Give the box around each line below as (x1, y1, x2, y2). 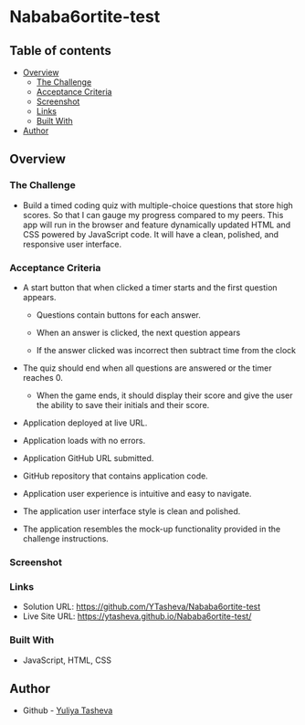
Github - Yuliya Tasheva (22, 705, 113, 716)
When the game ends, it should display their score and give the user (36, 390, 294, 401)
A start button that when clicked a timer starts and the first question (22, 281, 278, 293)
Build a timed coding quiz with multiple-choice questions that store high (22, 199, 294, 211)
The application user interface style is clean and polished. (22, 505, 241, 517)
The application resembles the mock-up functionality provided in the (22, 523, 281, 534)
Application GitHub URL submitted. (22, 452, 154, 463)
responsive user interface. (22, 238, 121, 249)
